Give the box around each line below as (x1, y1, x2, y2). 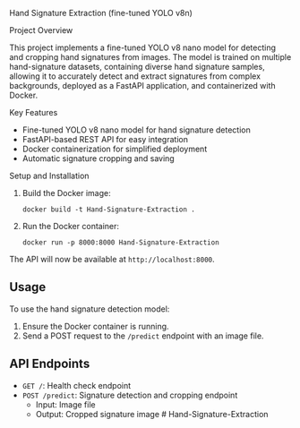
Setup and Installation (9, 170, 90, 181)
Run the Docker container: (21, 221, 119, 231)
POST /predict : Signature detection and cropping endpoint (21, 389, 238, 400)
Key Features (9, 107, 58, 117)
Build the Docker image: (21, 188, 112, 198)
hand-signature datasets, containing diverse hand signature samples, (9, 62, 266, 72)
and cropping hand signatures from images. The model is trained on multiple (9, 52, 292, 62)
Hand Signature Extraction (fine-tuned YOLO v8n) (9, 8, 193, 18)
